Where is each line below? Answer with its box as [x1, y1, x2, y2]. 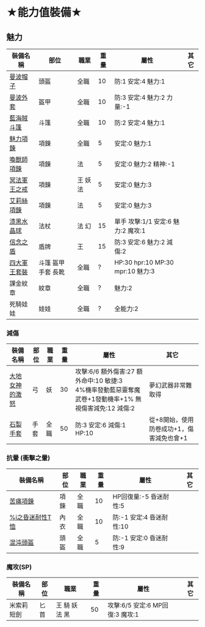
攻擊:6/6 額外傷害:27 [75, 367, 135, 376]
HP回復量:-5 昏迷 [112, 492, 164, 501]
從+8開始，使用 [149, 416, 194, 424]
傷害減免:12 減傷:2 [81, 404, 135, 413]
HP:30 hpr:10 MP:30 [114, 258, 174, 266]
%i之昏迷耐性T [9, 512, 52, 521]
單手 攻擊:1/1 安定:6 [114, 217, 172, 225]
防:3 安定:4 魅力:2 [114, 93, 165, 102]
